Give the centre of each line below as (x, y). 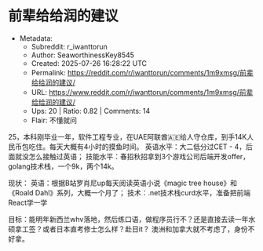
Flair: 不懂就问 (54, 120)
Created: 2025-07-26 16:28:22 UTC (89, 63)
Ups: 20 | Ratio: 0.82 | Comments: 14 (91, 111)
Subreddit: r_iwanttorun (69, 46)
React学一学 (28, 202)
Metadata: (36, 38)
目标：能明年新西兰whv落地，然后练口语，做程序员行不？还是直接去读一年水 (132, 219)
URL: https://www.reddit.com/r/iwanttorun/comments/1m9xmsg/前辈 (142, 92)
